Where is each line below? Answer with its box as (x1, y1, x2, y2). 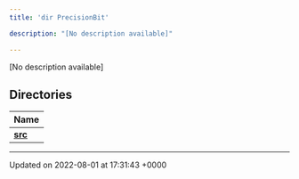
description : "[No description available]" (9, 28, 174, 38)
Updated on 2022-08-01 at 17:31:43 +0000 (9, 159, 167, 170)
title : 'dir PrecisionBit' (9, 12, 109, 22)
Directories (9, 86, 73, 102)
